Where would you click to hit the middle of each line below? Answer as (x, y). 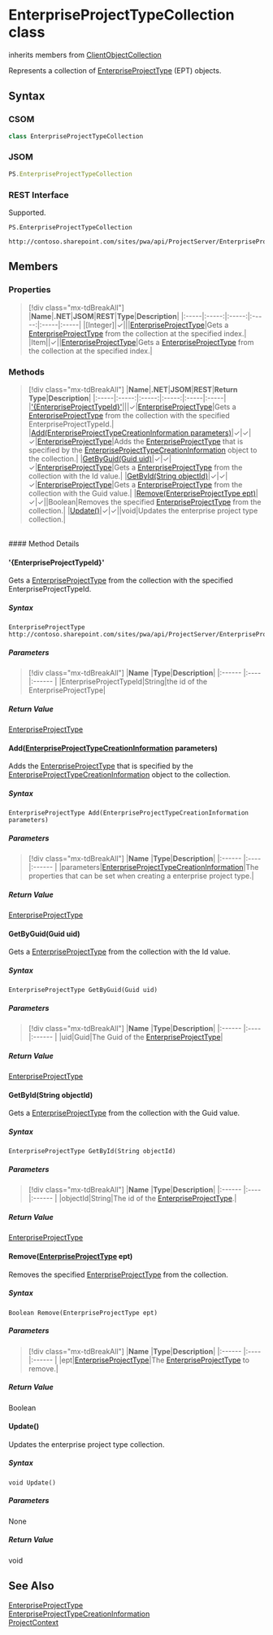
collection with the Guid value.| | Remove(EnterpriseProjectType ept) (142, 493)
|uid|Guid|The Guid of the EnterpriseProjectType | (141, 1037)
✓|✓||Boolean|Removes (69, 501)
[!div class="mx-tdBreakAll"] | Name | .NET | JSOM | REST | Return (133, 389)
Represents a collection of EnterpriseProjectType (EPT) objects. (115, 70)
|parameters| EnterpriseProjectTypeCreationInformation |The (159, 868)
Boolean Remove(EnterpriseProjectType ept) (83, 1313)
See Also (31, 1586)
